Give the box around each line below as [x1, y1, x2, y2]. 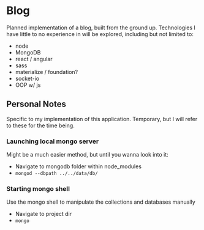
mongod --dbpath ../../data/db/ [15, 171, 98, 177]
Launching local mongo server [6, 137, 99, 146]
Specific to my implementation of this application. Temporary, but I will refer [6, 115, 198, 122]
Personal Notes [6, 99, 66, 109]
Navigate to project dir [15, 210, 72, 218]
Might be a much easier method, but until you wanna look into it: [6, 151, 168, 158]
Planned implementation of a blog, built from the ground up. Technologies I [6, 24, 196, 31]
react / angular [15, 55, 53, 62]
